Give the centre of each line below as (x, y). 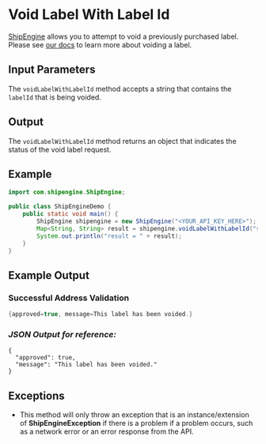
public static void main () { (70, 214)
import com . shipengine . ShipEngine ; (67, 192)
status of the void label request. (60, 149)
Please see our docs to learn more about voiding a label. (100, 44)
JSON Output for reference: (63, 334)
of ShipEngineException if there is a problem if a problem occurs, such (136, 423)
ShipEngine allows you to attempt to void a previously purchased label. (123, 36)
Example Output (49, 275)
